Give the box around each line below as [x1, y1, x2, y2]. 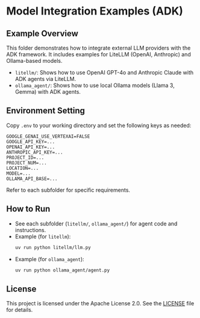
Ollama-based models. [6, 57, 63, 64]
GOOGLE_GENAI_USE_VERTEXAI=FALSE [6, 133, 90, 140]
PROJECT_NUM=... [6, 160, 47, 166]
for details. [6, 307, 33, 314]
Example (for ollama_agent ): [14, 255, 84, 262]
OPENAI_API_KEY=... [6, 144, 55, 150]
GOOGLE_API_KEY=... [6, 138, 55, 144]
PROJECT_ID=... [6, 154, 45, 161]
